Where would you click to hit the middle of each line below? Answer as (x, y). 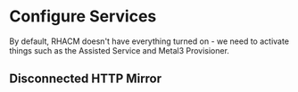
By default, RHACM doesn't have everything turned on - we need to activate (149, 41)
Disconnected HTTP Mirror (86, 79)
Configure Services (83, 17)
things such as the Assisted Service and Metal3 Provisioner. (120, 50)
